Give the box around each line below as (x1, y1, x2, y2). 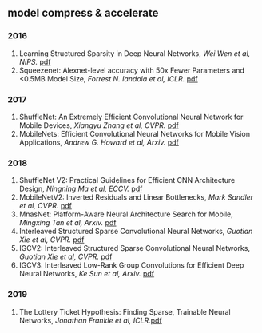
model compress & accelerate (7, 6, 159, 20)
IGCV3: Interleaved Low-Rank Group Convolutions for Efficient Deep (18, 260, 244, 270)
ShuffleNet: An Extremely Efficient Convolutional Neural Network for (18, 112, 244, 121)
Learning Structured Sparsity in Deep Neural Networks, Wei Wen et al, (18, 48, 251, 58)
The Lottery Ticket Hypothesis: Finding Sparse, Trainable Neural (18, 307, 231, 316)
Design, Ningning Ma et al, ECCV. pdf (18, 184, 143, 194)
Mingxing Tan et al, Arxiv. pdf (18, 218, 117, 228)
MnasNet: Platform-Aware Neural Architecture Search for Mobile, (18, 209, 233, 219)
